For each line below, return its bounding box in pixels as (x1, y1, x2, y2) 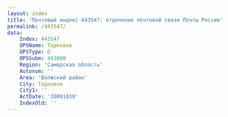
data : (7, 29, 23, 36)
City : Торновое (19, 81, 63, 87)
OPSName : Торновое (19, 42, 72, 49)
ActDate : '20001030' (19, 94, 79, 100)
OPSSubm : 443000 (19, 55, 67, 62)
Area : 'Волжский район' (19, 74, 88, 81)
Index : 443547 (19, 36, 60, 43)
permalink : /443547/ (7, 23, 67, 30)
